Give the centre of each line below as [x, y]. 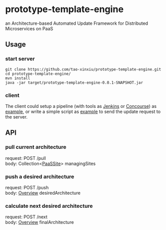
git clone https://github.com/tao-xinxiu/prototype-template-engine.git [83, 69]
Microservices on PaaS [29, 28]
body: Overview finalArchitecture [40, 222]
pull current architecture [36, 147]
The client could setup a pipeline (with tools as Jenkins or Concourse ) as [81, 106]
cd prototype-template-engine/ [38, 74]
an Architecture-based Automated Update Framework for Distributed [77, 23]
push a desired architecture [40, 177]
